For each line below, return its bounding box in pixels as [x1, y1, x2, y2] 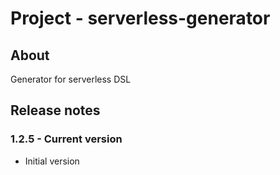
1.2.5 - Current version [10, 132, 123, 146]
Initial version [24, 155, 80, 167]
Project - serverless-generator [10, 7, 271, 30]
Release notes [10, 102, 101, 119]
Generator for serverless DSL [10, 73, 132, 85]
